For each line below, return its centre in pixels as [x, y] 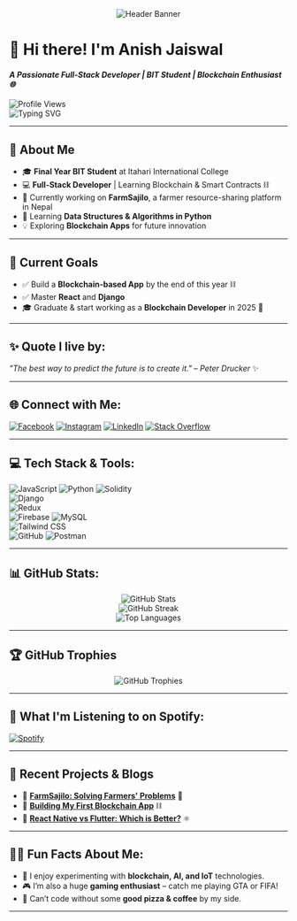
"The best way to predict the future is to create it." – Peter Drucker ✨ [134, 368]
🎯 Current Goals [54, 262]
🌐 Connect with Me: [65, 405]
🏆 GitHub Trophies [63, 655]
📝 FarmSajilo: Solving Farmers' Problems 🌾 [102, 795]
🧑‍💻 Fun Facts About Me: [76, 854]
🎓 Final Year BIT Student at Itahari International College [125, 172]
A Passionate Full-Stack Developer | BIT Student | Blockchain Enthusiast [145, 74]
